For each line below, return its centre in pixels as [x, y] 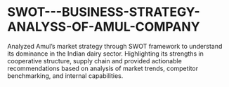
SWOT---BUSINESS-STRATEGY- [104, 12]
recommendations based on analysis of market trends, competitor [103, 68]
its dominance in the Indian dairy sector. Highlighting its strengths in [105, 54]
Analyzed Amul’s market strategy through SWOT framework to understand [115, 46]
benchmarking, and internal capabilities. [65, 76]
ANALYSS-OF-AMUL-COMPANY [104, 27]
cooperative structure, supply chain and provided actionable [95, 61]
